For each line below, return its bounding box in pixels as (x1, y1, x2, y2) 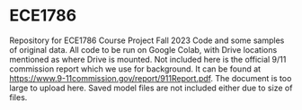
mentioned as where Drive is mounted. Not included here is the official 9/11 (9, 54, 287, 64)
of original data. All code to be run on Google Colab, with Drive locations (9, 44, 278, 55)
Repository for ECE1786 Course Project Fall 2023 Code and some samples (9, 35, 285, 46)
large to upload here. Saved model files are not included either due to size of (9, 82, 293, 93)
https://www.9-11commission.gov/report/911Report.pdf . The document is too (9, 72, 292, 83)
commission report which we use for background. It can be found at (9, 63, 262, 74)
